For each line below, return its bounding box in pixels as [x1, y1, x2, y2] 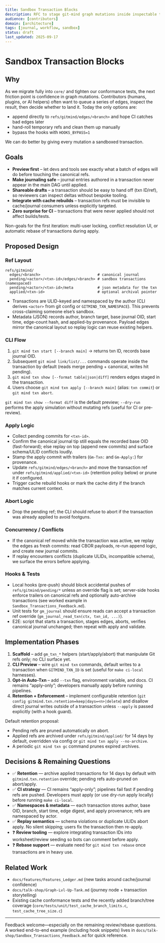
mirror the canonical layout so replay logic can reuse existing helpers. [12, 324, 153, 330]
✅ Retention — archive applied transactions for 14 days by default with [12, 770, 156, 776]
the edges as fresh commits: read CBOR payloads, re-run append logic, [12, 543, 157, 548]
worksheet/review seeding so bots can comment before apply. [12, 837, 139, 843]
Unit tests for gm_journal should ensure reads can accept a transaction [12, 608, 156, 614]
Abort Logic [5, 497, 34, 504]
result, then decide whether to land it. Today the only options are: [5, 104, 137, 110]
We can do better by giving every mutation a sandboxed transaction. [5, 139, 144, 145]
